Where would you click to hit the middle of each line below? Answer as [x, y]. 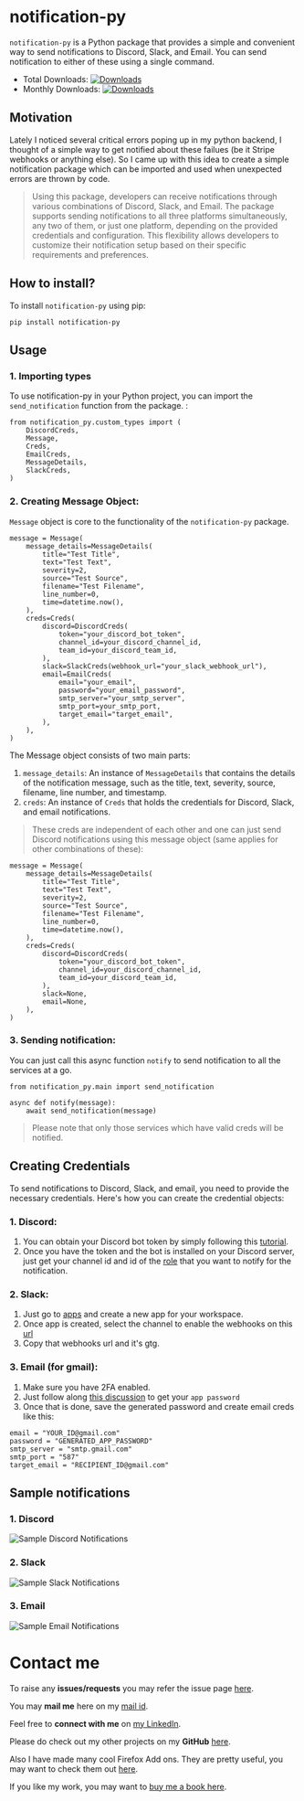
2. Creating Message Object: [74, 502]
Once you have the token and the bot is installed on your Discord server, [158, 1251]
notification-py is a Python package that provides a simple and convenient [152, 42]
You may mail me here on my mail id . [79, 1706]
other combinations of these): [88, 848]
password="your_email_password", [121, 690]
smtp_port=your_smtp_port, [110, 706]
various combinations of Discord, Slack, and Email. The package [153, 206]
